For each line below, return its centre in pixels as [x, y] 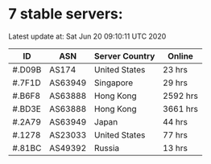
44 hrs [175, 121]
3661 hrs [180, 109]
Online [180, 55]
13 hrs [175, 148]
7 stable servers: [66, 14]
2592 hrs [180, 96]
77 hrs [175, 135]
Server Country [124, 55]
